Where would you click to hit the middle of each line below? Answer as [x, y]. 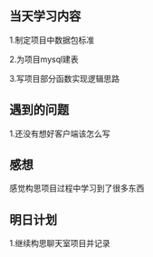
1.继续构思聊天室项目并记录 [60, 243]
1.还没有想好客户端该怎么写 [60, 133]
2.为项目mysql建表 [44, 59]
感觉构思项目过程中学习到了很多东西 [77, 188]
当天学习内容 [45, 16]
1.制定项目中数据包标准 [52, 40]
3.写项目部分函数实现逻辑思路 [65, 78]
